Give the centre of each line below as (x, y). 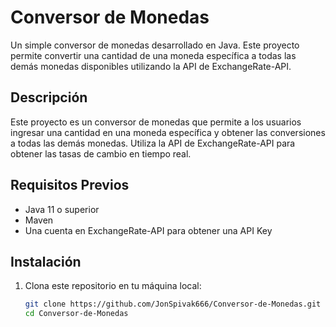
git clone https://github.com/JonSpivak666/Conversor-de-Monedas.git (173, 304)
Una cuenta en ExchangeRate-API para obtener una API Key (148, 230)
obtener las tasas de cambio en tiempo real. (101, 153)
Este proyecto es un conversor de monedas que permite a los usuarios (156, 122)
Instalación (46, 261)
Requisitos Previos (70, 185)
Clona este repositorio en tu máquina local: (113, 286)
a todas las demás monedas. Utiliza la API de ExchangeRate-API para (153, 143)
